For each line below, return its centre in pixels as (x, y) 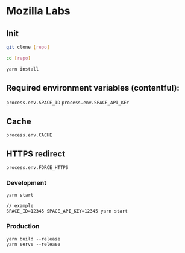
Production (23, 226)
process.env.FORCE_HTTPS (37, 168)
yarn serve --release (33, 244)
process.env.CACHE (29, 135)
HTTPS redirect (36, 154)
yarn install (23, 69)
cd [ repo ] (19, 58)
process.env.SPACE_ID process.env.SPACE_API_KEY (68, 103)
